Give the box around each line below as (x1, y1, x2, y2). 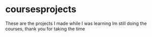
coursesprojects (5, 4, 77, 15)
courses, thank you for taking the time (5, 25, 85, 31)
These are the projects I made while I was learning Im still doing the (5, 20, 147, 26)
